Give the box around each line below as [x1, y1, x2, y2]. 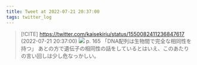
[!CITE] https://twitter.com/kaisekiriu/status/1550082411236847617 [20, 30, 185, 37]
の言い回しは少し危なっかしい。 [20, 52, 99, 59]
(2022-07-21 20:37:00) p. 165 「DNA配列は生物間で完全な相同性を [20, 37, 192, 44]
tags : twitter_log [6, 14, 52, 20]
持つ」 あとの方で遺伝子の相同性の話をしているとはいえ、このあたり [20, 45, 189, 52]
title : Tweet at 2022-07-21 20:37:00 [6, 8, 100, 15]
